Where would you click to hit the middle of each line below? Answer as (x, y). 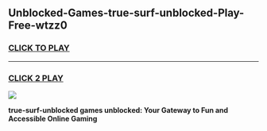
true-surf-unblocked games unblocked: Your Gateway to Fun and (118, 110)
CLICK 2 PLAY (36, 78)
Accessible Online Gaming (53, 118)
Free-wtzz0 (38, 26)
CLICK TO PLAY (39, 48)
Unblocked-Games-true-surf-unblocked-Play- (126, 13)
